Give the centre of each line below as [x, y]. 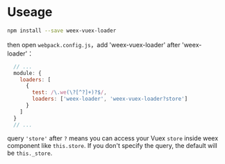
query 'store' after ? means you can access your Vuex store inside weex [113, 138]
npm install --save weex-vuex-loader [62, 31]
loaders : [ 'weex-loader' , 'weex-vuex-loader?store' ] [110, 99]
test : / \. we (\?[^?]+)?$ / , [70, 92]
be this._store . [30, 153]
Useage [30, 12]
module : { [27, 73]
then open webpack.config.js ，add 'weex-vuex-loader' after [94, 44]
